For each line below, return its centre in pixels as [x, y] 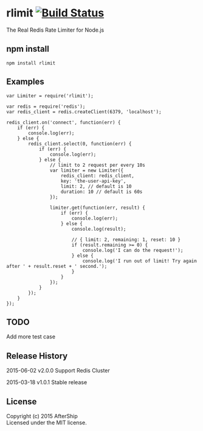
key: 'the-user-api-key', [93, 181]
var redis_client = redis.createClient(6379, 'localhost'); [84, 112]
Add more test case [31, 337]
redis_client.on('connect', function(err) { [64, 122]
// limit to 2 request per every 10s [98, 165]
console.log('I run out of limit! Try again [140, 261]
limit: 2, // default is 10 [96, 186]
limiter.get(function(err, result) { [98, 208]
